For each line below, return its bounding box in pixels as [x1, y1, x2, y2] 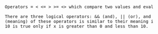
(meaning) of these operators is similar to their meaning [4, 19, 149, 24]
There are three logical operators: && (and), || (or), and [4, 14, 151, 19]
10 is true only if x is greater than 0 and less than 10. [4, 24, 149, 29]
